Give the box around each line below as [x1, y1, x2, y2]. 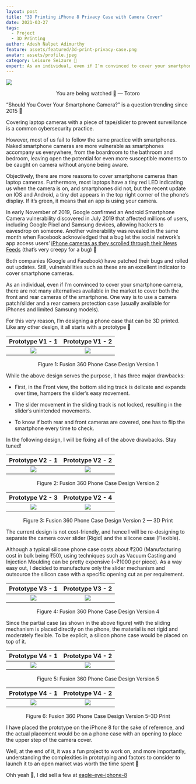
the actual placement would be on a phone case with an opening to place [6, 730, 183, 737]
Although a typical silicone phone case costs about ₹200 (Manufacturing [6, 546, 181, 553]
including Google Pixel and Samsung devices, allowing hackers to [6, 221, 164, 228]
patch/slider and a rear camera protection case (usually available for [6, 300, 170, 307]
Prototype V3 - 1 [9, 584, 58, 593]
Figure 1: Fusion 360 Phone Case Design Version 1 [37, 361, 159, 368]
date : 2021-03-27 [6, 19, 48, 25]
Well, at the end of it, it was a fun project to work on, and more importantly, [6, 748, 186, 755]
